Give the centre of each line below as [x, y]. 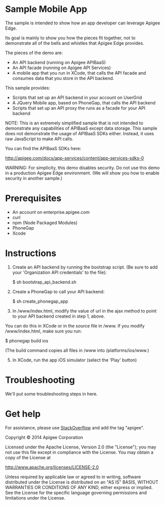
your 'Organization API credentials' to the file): [59, 272]
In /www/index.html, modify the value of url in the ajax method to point [84, 311]
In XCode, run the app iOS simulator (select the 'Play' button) [75, 360]
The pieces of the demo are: [34, 53]
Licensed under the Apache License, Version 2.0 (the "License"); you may [81, 447]
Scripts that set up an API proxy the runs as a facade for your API [79, 108]
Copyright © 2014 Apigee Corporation [44, 437]
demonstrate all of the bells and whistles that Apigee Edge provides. [75, 43]
